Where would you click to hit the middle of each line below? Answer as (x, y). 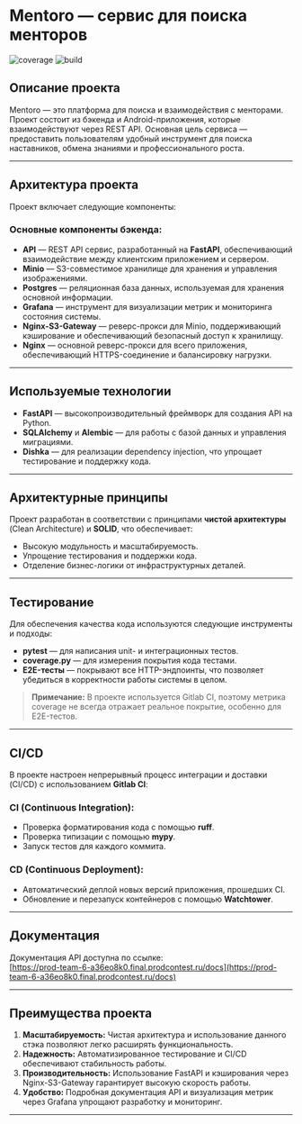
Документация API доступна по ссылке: (86, 957)
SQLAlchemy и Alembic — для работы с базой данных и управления (154, 432)
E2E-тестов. (54, 716)
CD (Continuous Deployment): (76, 870)
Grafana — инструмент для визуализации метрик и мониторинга (147, 306)
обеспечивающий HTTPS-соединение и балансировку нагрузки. (147, 354)
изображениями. (55, 278)
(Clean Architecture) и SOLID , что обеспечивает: (101, 529)
